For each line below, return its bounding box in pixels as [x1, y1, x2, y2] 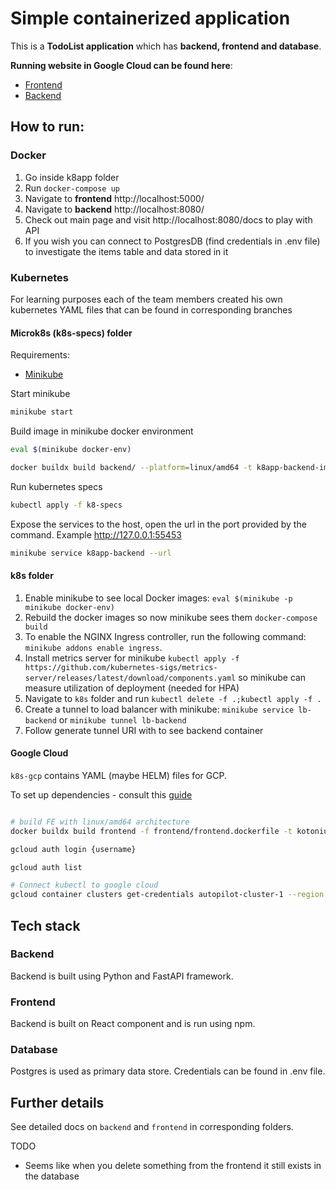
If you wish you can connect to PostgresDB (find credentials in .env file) [24, 235, 321, 247]
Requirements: [10, 349, 70, 361]
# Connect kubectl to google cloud [10, 880, 159, 891]
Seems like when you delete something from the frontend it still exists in [24, 1160, 322, 1172]
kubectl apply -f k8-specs [10, 500, 123, 510]
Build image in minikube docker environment [10, 425, 194, 437]
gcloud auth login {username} [10, 844, 137, 854]
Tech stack [10, 917, 81, 934]
